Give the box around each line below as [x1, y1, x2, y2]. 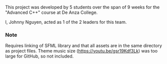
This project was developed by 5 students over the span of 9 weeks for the [5, 4, 160, 10]
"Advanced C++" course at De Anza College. [5, 9, 98, 15]
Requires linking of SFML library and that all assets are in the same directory [5, 43, 162, 49]
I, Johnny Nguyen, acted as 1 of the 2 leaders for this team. [5, 19, 127, 25]
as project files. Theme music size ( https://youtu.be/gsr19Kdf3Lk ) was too [5, 48, 158, 54]
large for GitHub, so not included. [5, 53, 74, 59]
